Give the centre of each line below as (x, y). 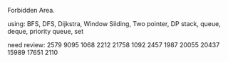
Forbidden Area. (31, 10)
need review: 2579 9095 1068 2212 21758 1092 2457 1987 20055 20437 (114, 45)
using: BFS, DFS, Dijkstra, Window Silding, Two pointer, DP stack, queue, (114, 24)
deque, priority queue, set (46, 31)
